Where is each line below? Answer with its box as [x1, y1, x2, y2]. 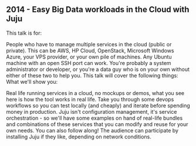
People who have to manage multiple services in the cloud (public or [6, 40, 172, 47]
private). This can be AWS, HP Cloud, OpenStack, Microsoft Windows [6, 47, 174, 54]
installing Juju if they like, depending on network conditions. [6, 133, 151, 140]
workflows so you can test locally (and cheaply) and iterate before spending [6, 102, 191, 109]
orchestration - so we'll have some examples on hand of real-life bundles [6, 114, 183, 121]
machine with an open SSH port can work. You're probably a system [6, 59, 171, 66]
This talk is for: [6, 29, 42, 36]
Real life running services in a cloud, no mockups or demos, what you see [6, 89, 185, 96]
